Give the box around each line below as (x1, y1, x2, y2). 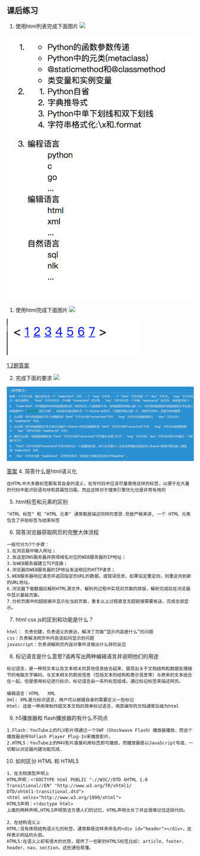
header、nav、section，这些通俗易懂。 (7, 845, 94, 851)
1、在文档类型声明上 (7, 770, 50, 777)
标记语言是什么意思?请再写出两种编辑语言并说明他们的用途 (15, 653, 159, 660)
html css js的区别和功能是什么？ (15, 616, 94, 623)
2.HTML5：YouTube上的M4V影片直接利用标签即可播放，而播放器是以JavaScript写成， (7, 740, 189, 746)
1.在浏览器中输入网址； (7, 548, 57, 554)
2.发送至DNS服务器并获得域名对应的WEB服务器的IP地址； (7, 555, 126, 561)
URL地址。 (11, 580, 33, 586)
